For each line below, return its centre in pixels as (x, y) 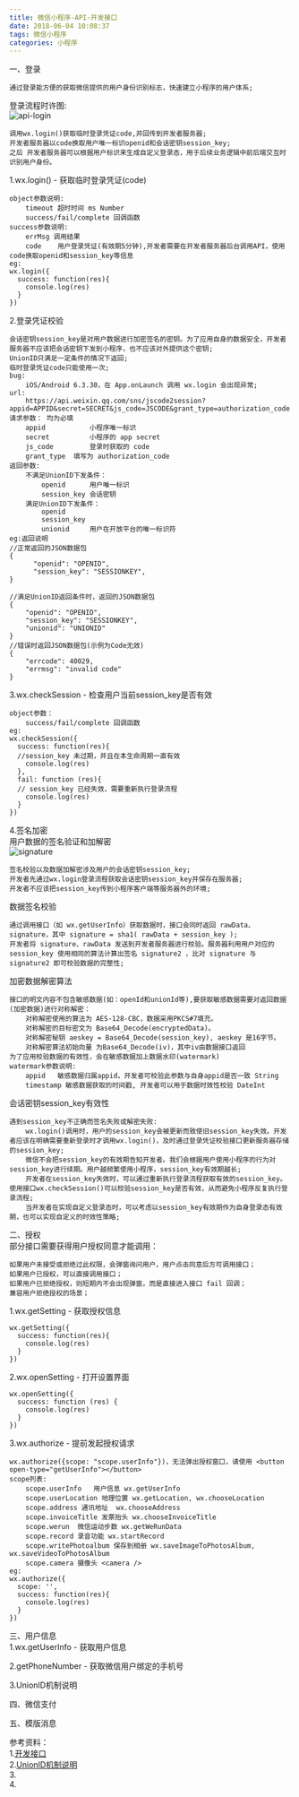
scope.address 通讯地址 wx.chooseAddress (103, 1508)
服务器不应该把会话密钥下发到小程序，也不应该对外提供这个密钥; (111, 349)
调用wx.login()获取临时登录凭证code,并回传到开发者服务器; (108, 134)
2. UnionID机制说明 (43, 1765)
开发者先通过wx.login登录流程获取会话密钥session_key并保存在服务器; (126, 879)
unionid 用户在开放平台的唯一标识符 (109, 530)
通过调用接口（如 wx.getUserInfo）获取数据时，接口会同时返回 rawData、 (132, 925)
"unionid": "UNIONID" (65, 628)
